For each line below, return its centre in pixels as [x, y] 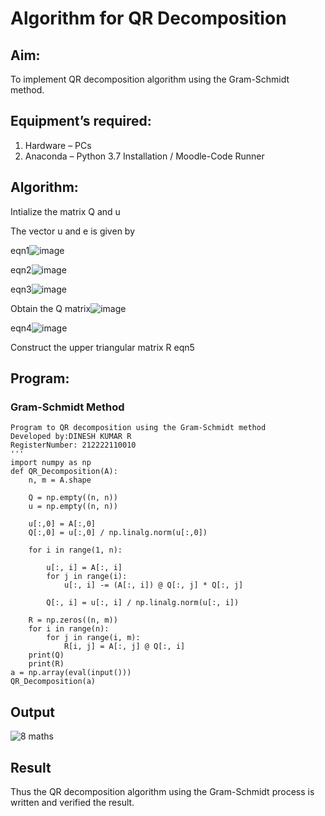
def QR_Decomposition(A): [64, 472]
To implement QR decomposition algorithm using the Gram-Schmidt [150, 79]
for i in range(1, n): [75, 550]
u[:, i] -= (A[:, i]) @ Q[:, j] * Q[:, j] [153, 585]
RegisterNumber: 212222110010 [73, 445]
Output [32, 712]
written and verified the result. [72, 802]
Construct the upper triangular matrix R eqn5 [102, 347]
